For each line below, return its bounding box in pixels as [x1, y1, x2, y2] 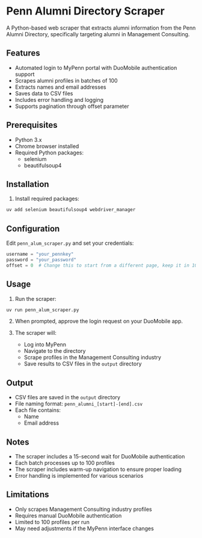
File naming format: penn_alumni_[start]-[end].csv [14, 400, 143, 408]
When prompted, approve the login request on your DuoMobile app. [14, 318, 183, 325]
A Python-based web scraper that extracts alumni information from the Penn [6, 24, 196, 31]
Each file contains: [14, 407, 61, 414]
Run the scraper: [14, 295, 57, 302]
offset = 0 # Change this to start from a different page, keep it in [6, 262, 189, 268]
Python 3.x [14, 136, 42, 143]
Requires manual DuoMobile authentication [14, 511, 122, 519]
